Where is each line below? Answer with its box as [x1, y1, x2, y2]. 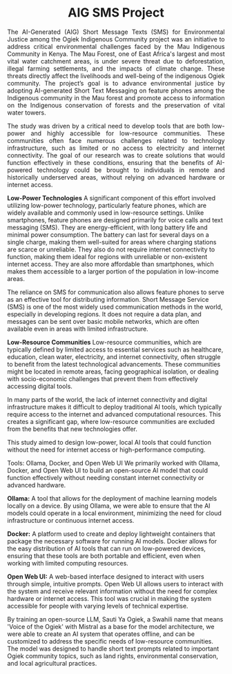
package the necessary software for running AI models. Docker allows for [7, 537, 217, 545]
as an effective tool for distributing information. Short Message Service [7, 295, 209, 303]
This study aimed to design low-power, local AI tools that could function [7, 438, 212, 446]
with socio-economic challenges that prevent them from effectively [7, 374, 198, 383]
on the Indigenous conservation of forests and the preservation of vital [7, 101, 225, 109]
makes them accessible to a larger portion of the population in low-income [7, 267, 219, 276]
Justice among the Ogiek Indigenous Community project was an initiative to [7, 35, 225, 43]
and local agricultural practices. [7, 659, 97, 667]
